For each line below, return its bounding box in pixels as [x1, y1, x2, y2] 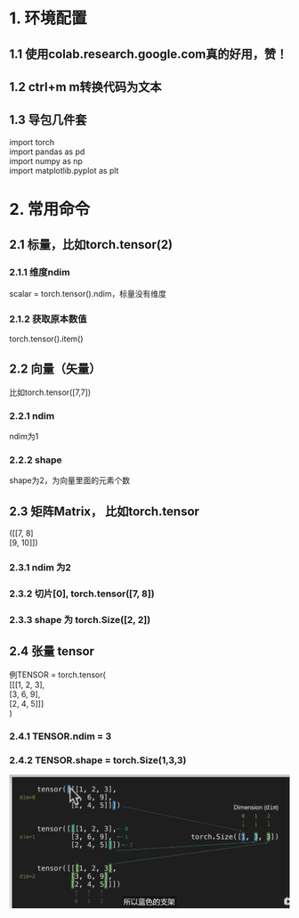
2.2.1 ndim [9, 409, 55, 422]
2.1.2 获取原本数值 [9, 313, 87, 325]
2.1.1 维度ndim [9, 266, 70, 279]
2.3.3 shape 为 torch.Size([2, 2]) [9, 613, 151, 626]
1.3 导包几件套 [9, 112, 87, 127]
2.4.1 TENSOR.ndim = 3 [9, 730, 112, 742]
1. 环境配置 [9, 8, 87, 29]
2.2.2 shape [9, 454, 62, 466]
